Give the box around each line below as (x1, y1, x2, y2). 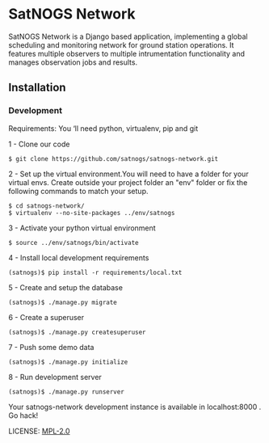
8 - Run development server (8, 372, 103, 382)
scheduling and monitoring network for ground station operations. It (8, 40, 234, 49)
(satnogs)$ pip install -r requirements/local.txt (8, 268, 183, 276)
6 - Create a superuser (8, 312, 85, 322)
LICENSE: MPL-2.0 (8, 426, 70, 436)
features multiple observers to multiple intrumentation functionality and (8, 49, 245, 58)
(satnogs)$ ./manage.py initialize (8, 357, 128, 366)
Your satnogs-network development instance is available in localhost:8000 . (8, 402, 262, 411)
